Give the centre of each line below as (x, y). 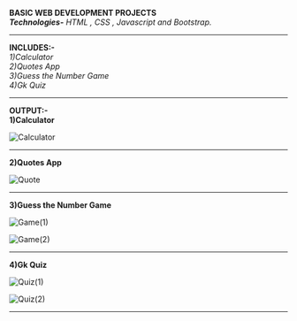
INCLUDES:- (32, 47)
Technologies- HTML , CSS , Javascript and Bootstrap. (110, 22)
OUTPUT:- (29, 111)
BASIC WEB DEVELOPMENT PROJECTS (83, 13)
